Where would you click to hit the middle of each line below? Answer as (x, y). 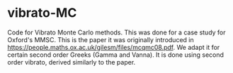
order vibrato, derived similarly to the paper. (72, 62)
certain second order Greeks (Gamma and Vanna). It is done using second (116, 55)
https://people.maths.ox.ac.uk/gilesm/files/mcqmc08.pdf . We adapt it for (114, 47)
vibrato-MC (42, 13)
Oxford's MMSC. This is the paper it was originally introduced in (101, 39)
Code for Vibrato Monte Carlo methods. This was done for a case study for (116, 32)
